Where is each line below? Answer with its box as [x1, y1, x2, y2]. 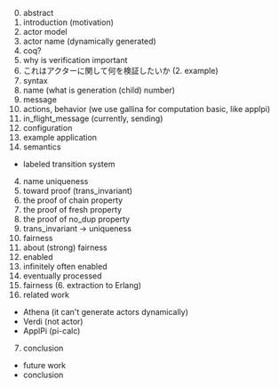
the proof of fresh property [22, 205, 123, 214]
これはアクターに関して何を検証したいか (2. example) [22, 66, 219, 76]
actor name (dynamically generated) [22, 36, 156, 46]
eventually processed [22, 270, 102, 281]
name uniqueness [22, 176, 89, 186]
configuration [22, 123, 73, 133]
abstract [22, 8, 54, 18]
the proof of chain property [22, 195, 124, 206]
